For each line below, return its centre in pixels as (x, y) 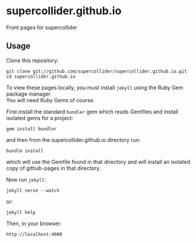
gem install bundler (32, 129)
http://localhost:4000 (34, 234)
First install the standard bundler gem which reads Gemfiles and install (92, 112)
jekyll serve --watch (33, 190)
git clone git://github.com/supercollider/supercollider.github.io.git (97, 71)
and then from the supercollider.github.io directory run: (73, 140)
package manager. (29, 94)
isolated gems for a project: (40, 118)
